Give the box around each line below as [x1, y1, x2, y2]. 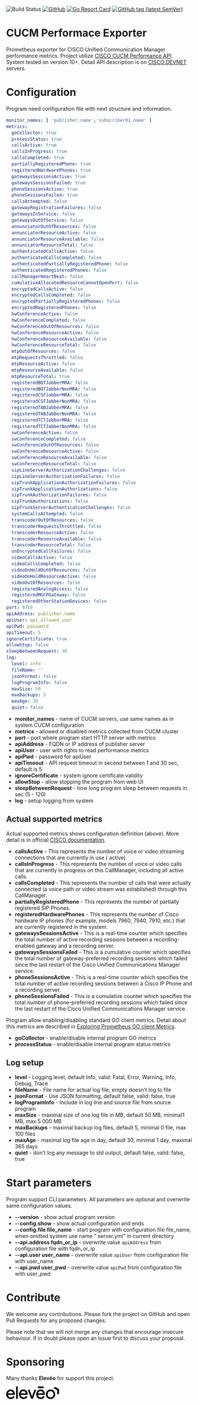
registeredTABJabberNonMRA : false [11, 411, 96, 417]
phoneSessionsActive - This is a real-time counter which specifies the [14, 973, 188, 980]
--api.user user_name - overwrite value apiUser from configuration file [14, 1251, 189, 1258]
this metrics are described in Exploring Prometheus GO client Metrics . [6, 1022, 176, 1030]
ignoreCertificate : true [6, 636, 67, 642]
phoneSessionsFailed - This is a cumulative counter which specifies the [14, 992, 192, 999]
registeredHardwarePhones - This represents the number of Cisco [14, 910, 179, 918]
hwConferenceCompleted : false [11, 317, 86, 323]
